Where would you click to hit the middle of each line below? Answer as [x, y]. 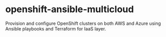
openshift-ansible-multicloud [70, 9]
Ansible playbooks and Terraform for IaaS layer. [56, 28]
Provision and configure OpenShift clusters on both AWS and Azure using [83, 23]
